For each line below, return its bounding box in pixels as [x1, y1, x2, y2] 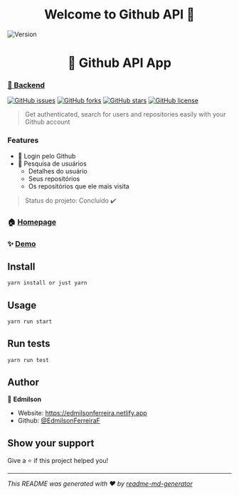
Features [7, 135, 39, 145]
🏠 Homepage [7, 217, 57, 227]
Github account [24, 117, 70, 127]
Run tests [7, 338, 51, 350]
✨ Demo [7, 238, 36, 248]
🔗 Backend [7, 80, 45, 90]
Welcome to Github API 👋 [43, 6, 196, 23]
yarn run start [7, 318, 53, 326]
